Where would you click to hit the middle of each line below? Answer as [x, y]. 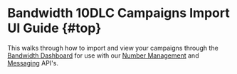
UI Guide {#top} [54, 28]
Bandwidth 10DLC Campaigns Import [118, 13]
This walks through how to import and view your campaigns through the [113, 48]
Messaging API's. [33, 63]
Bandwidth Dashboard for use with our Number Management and [103, 55]
